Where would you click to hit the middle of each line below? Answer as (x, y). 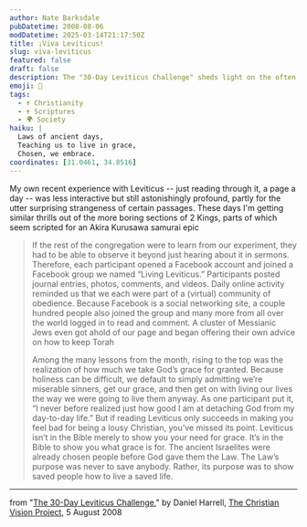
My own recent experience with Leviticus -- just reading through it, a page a (153, 188)
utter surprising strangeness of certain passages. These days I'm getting (147, 207)
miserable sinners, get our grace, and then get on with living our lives (162, 388)
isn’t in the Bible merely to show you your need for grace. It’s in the (158, 437)
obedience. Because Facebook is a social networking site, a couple (159, 303)
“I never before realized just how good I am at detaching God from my (163, 408)
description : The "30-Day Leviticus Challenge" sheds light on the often (153, 78)
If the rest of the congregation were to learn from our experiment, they (164, 245)
